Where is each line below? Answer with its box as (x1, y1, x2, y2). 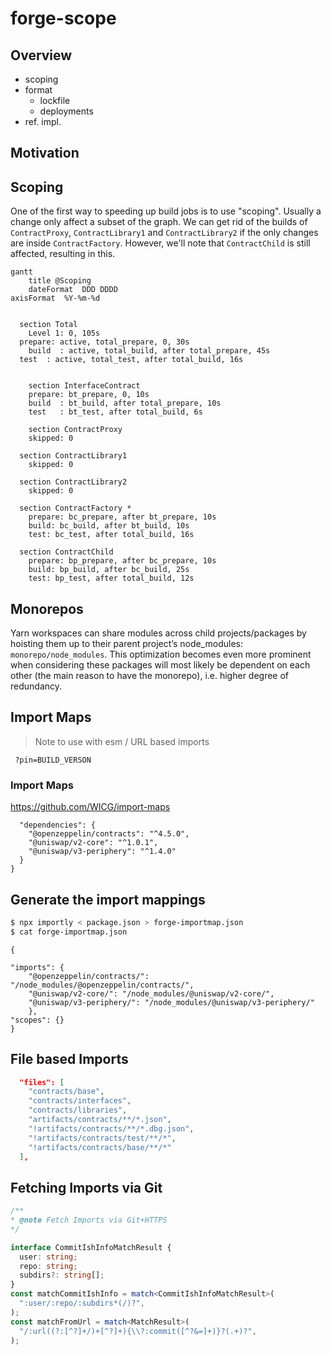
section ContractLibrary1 (19, 451, 128, 461)
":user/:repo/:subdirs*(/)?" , (19, 1298, 145, 1309)
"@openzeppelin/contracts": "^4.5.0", (28, 829, 190, 839)
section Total (19, 320, 78, 330)
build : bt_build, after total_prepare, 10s (28, 398, 222, 409)
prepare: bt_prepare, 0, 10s (28, 390, 150, 400)
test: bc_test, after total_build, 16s (28, 530, 195, 540)
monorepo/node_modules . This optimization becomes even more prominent (10, 648, 312, 661)
